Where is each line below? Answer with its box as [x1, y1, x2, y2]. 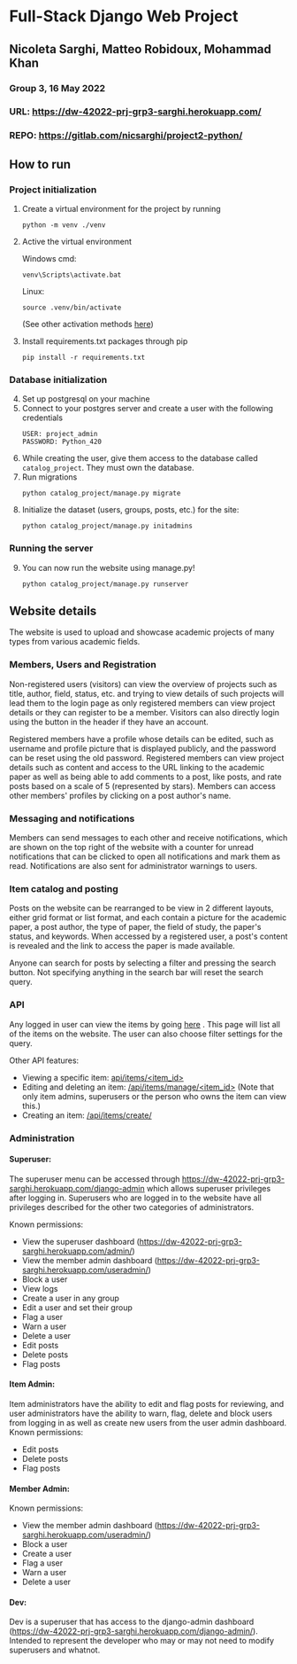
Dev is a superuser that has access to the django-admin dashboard [9, 1616, 255, 1628]
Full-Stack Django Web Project [9, 6, 239, 27]
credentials [21, 412, 64, 423]
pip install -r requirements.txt [21, 353, 146, 363]
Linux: [21, 286, 45, 297]
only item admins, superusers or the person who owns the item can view [21, 1090, 287, 1101]
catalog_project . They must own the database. [21, 463, 194, 473]
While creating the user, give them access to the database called [21, 453, 258, 464]
